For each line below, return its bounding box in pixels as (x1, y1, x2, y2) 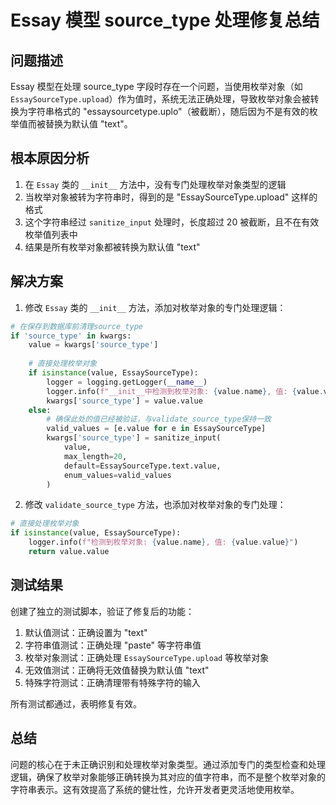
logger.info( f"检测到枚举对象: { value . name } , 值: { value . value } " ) (28, 537, 299, 548)
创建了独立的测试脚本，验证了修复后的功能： (10, 605, 195, 617)
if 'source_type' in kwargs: (10, 331, 132, 341)
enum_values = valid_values (63, 470, 172, 480)
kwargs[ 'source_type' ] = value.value (46, 396, 203, 406)
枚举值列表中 (24, 228, 78, 240)
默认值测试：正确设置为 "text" (24, 626, 148, 638)
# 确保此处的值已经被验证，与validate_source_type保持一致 (46, 414, 272, 425)
